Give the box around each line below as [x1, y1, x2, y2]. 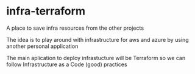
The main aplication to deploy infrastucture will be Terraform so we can [6, 54, 186, 61]
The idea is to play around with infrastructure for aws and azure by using [6, 36, 189, 43]
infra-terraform [6, 4, 85, 18]
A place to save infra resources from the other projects [6, 24, 144, 32]
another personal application [6, 42, 79, 50]
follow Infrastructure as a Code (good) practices [6, 61, 127, 68]
